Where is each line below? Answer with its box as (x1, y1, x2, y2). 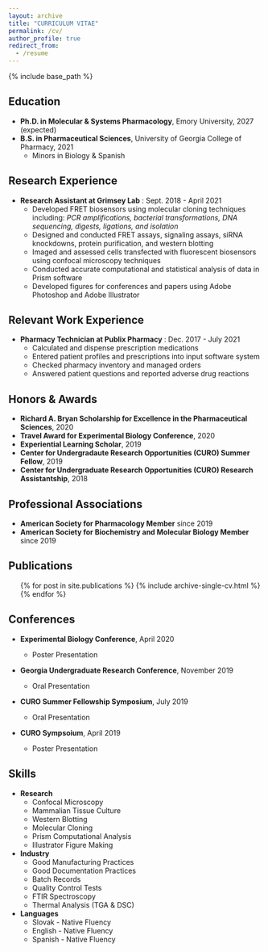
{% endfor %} (19, 589, 67, 598)
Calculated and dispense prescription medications (31, 343, 199, 353)
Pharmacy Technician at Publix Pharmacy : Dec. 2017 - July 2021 (19, 334, 241, 344)
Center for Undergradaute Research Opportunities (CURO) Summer (19, 448, 250, 458)
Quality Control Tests (31, 883, 102, 892)
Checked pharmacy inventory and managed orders (31, 360, 201, 370)
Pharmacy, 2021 (19, 142, 74, 152)
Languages (19, 908, 59, 918)
